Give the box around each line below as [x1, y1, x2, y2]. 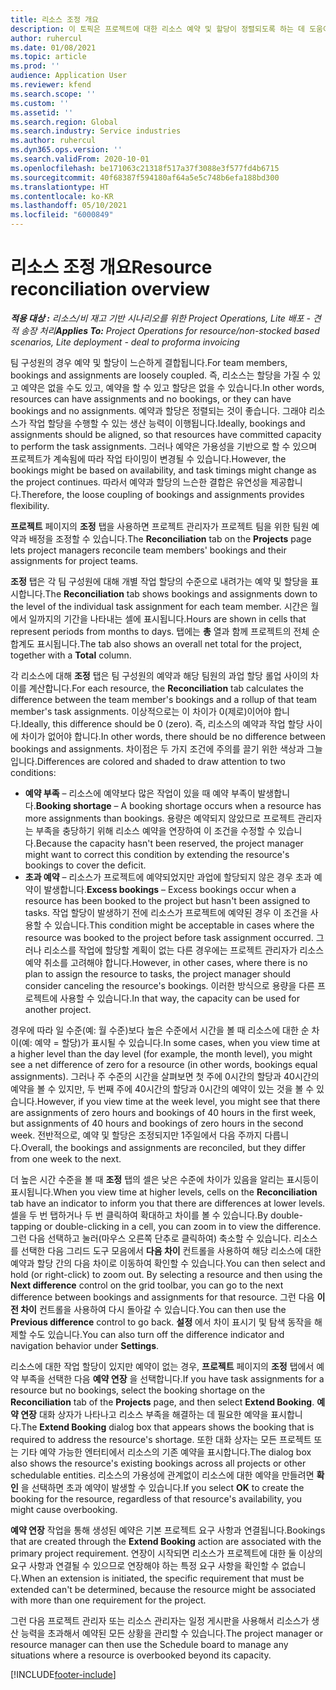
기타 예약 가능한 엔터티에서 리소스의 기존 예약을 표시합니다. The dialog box [20, 1446, 312, 1458]
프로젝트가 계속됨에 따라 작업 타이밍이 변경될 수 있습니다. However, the [10, 452, 287, 465]
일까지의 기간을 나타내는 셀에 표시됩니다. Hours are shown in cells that [28, 612, 307, 625]
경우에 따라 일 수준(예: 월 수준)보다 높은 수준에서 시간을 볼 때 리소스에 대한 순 [10, 1024, 310, 1036]
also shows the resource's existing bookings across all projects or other [10, 1457, 307, 1469]
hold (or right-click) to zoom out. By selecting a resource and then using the [10, 1268, 323, 1280]
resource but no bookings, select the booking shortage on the [10, 1384, 266, 1396]
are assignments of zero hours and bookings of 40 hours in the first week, [10, 1106, 317, 1118]
